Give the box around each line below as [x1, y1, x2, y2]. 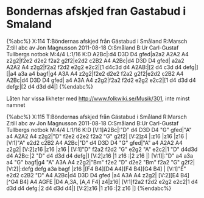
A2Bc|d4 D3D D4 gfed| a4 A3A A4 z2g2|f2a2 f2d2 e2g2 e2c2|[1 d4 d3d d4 [6, 76, 196, 84]
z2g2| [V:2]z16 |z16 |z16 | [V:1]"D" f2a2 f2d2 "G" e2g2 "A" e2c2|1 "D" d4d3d [6, 145, 198, 153]
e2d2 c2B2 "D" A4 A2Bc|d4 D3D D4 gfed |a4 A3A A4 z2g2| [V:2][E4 [6, 171, 180, 178]
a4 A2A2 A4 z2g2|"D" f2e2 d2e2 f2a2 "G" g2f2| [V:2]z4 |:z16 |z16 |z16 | [6, 133, 188, 140]
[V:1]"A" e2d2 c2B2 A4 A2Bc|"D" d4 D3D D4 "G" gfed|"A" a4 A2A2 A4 [6, 139, 183, 146]
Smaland [6, 17, 52, 31]
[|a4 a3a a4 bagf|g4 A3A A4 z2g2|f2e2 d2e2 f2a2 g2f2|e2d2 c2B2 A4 [6, 70, 184, 77]
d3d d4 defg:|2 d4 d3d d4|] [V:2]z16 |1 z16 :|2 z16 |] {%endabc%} [6, 185, 172, 192]
